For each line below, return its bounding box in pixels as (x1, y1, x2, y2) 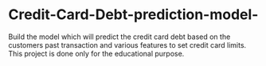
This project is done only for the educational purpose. (8, 49, 185, 58)
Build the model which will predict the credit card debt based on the (8, 32, 231, 41)
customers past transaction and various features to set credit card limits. (8, 40, 247, 49)
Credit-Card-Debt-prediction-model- (8, 6, 259, 24)
